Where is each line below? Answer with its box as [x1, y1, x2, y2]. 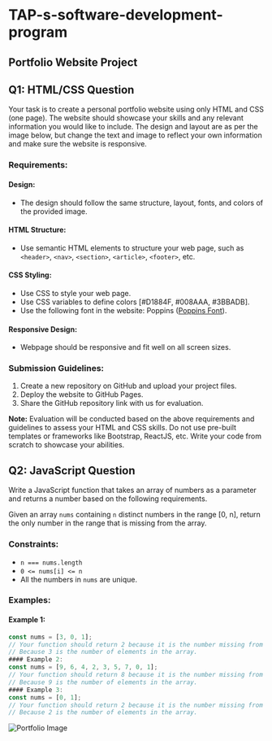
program [8, 23, 68, 41]
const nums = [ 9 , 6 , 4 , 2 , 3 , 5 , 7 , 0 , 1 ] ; [8, 663, 158, 672]
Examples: [8, 595, 51, 606]
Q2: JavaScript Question [8, 464, 136, 477]
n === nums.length [19, 559, 83, 567]
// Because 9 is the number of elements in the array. [8, 678, 198, 687]
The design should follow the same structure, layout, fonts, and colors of [19, 198, 264, 207]
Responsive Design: [8, 324, 78, 334]
